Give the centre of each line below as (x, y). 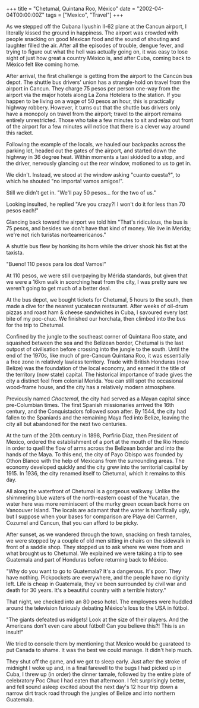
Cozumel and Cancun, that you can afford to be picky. (72, 523)
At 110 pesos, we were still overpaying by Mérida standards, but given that (97, 275)
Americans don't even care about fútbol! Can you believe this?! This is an (96, 626)
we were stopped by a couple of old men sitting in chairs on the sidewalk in (98, 541)
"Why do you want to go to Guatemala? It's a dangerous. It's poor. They (94, 571)
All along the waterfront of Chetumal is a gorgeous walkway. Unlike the (93, 491)
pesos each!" (22, 210)
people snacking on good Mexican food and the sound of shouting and (93, 39)
